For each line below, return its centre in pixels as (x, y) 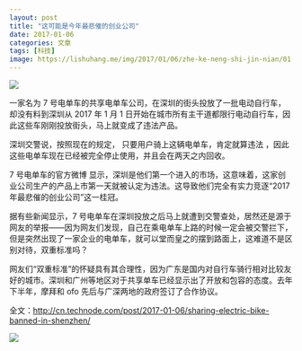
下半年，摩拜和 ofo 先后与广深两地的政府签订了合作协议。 (116, 291)
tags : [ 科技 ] (32, 51)
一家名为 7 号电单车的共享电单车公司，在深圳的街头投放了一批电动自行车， (147, 103)
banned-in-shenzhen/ (50, 320)
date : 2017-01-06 (42, 34)
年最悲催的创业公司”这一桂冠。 (67, 197)
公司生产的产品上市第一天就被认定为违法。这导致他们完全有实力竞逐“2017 (153, 186)
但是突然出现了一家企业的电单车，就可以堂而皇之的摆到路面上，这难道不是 (147, 238)
